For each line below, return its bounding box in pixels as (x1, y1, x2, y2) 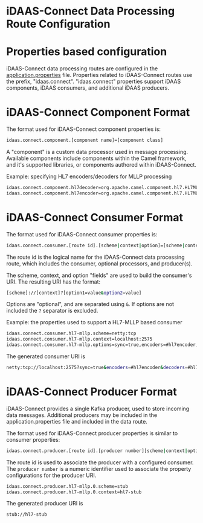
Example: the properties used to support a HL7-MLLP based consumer (6, 319, 182, 326)
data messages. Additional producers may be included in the (6, 411, 158, 419)
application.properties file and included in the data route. (6, 418, 148, 425)
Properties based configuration (6, 45, 167, 59)
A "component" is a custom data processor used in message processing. (6, 148, 188, 155)
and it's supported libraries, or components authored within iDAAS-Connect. (6, 161, 196, 168)
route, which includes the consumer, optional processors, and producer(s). (6, 259, 193, 267)
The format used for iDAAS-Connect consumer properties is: (6, 230, 158, 238)
